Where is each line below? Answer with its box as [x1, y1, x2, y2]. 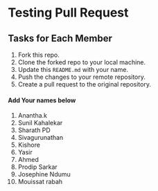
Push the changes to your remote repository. [17, 73, 146, 81]
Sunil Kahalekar [17, 119, 63, 127]
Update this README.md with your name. [17, 66, 129, 73]
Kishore [17, 140, 41, 149]
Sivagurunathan [17, 134, 64, 142]
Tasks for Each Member [8, 33, 113, 44]
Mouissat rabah [17, 178, 63, 186]
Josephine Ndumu [17, 170, 71, 179]
